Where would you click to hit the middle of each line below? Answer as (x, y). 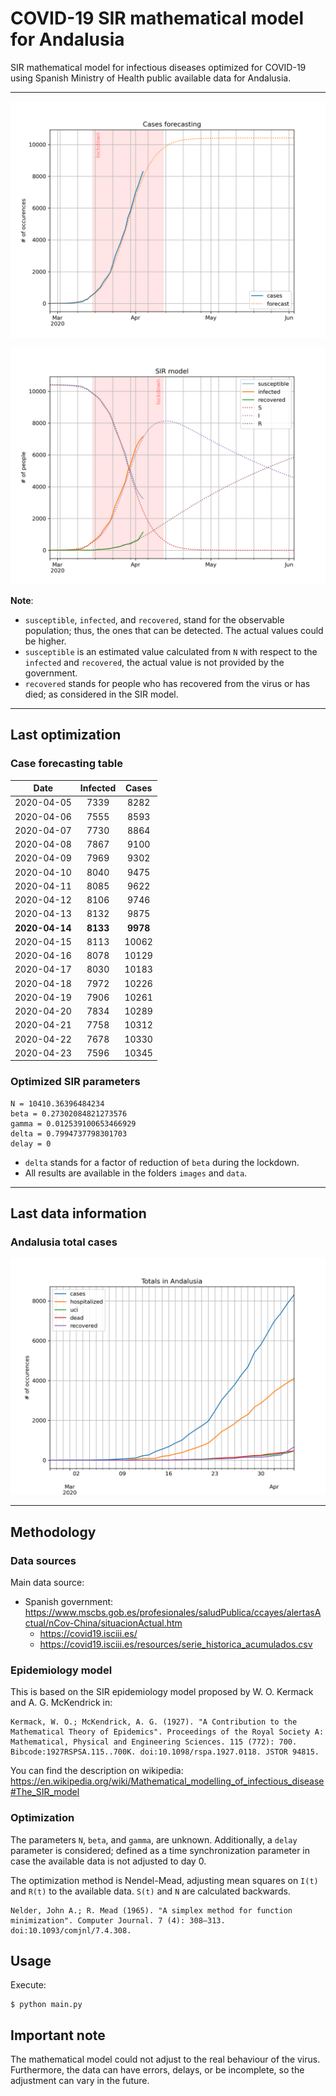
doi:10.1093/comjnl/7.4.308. (71, 1930)
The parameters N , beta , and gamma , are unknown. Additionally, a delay (154, 1839)
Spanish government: (69, 1602)
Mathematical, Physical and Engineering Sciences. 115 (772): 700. (154, 1742)
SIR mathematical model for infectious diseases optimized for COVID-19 (158, 67)
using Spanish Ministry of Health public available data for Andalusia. (151, 78)
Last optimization (66, 735)
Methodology (53, 1532)
